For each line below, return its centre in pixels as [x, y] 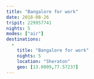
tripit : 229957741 [29, 23]
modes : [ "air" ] [25, 34]
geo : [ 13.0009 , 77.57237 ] [48, 67]
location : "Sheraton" [43, 61]
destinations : [24, 39]
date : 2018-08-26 [28, 17]
